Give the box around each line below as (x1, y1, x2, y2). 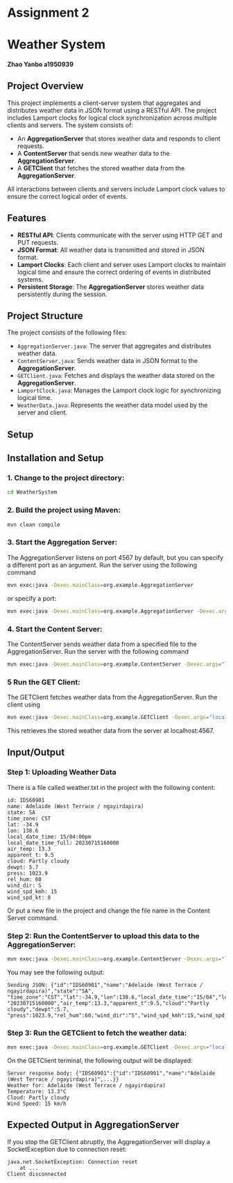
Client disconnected (7, 1170, 67, 1177)
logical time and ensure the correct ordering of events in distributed (17, 268, 211, 276)
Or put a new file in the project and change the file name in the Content (7, 906, 210, 915)
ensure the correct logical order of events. (7, 192, 128, 200)
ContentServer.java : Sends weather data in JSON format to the (17, 357, 198, 365)
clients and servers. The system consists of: (7, 120, 134, 129)
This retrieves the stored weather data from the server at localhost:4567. (7, 726, 215, 734)
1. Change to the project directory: (7, 473, 125, 483)
